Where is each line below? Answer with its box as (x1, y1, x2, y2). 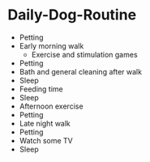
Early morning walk (19, 40, 84, 50)
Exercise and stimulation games (31, 49, 139, 59)
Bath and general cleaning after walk (19, 66, 143, 76)
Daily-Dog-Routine (7, 6, 137, 24)
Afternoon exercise (19, 101, 84, 111)
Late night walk (19, 118, 71, 128)
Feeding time (19, 83, 63, 94)
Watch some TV (19, 135, 74, 145)
